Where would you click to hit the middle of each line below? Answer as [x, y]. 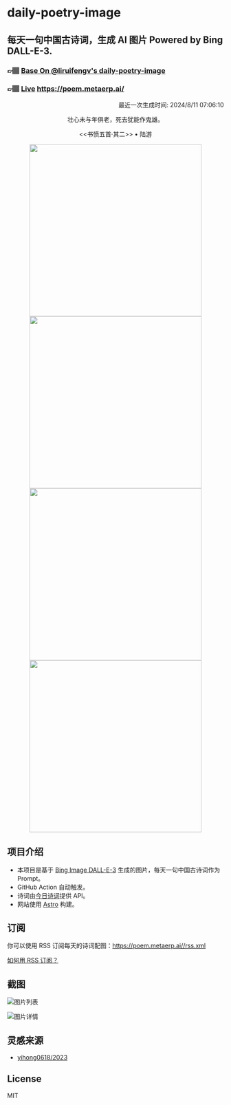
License [24, 1079]
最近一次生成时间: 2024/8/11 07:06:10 [171, 105]
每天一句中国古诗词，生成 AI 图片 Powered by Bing [115, 40]
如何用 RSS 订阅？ [33, 961]
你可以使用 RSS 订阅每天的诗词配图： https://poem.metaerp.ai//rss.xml [107, 946]
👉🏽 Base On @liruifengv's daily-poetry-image [86, 70]
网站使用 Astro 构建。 [47, 904]
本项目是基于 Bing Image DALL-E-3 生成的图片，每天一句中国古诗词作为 [119, 870]
